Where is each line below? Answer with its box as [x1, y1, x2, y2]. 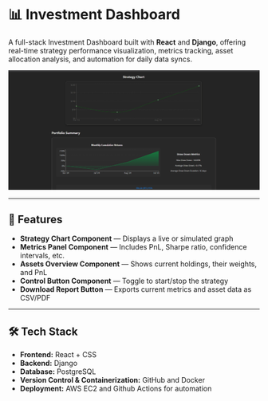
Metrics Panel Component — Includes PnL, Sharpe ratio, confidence [19, 242, 247, 252]
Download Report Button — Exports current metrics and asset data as [19, 285, 252, 294]
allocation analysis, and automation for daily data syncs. [8, 54, 193, 64]
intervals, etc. [19, 251, 65, 261]
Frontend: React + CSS [19, 350, 97, 360]
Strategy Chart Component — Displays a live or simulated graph [19, 234, 234, 243]
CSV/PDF [19, 293, 51, 303]
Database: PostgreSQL [19, 367, 97, 376]
